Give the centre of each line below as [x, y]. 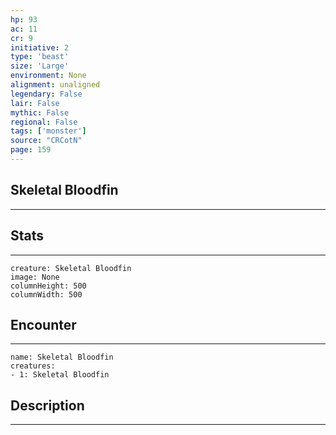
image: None [35, 277]
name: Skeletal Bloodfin [62, 357]
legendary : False [46, 94]
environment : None [48, 76]
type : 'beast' [40, 57]
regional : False [44, 122]
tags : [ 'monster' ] [48, 131]
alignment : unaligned [55, 85]
